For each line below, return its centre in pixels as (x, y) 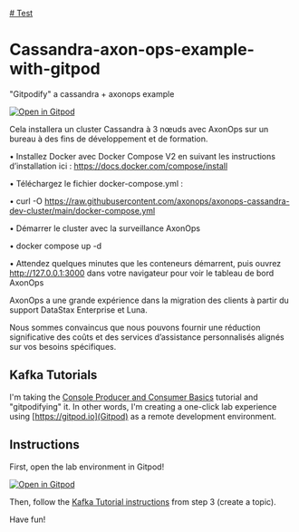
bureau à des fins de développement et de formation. (109, 139)
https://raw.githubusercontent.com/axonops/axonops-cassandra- (167, 201)
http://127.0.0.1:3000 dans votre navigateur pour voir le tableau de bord (142, 273)
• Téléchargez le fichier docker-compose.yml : (96, 183)
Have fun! (28, 519)
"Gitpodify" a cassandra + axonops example (92, 93)
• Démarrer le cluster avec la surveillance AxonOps (105, 228)
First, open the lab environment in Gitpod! (87, 467)
